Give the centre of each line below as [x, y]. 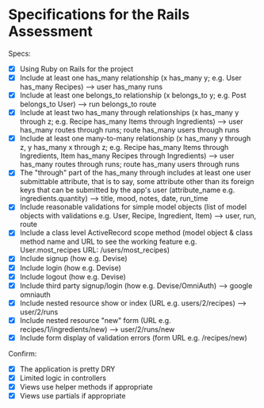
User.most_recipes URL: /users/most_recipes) [95, 250]
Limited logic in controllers [63, 378]
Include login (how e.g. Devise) [70, 268]
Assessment [50, 31]
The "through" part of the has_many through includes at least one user [135, 173]
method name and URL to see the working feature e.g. [108, 242]
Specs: [20, 53]
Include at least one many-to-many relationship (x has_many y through [135, 139]
